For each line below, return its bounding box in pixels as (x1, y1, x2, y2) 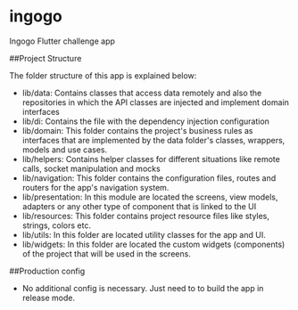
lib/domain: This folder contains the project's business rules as (21, 125, 253, 135)
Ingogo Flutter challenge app (9, 36, 116, 46)
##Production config (9, 265, 86, 276)
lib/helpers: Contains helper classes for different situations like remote (21, 153, 281, 164)
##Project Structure (9, 53, 82, 63)
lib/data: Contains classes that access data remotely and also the (21, 87, 262, 98)
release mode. (21, 292, 76, 303)
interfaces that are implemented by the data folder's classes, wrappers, (21, 135, 286, 145)
